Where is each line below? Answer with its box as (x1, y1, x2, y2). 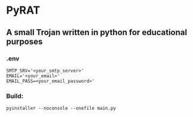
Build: (6, 91, 24, 100)
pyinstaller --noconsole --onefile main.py (6, 105, 117, 112)
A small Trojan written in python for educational (6, 27, 187, 37)
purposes (6, 36, 43, 46)
